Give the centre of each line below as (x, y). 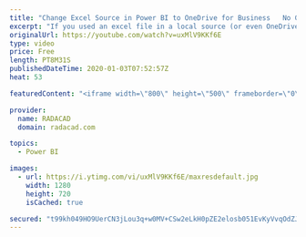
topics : (24, 144)
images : (24, 169)
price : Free (32, 52)
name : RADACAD (44, 118)
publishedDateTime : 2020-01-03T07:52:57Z (89, 69)
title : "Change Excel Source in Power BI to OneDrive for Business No (150, 18)
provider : (28, 110)
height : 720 (48, 194)
